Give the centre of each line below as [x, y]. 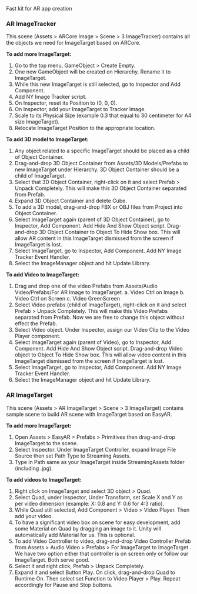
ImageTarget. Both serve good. [52, 560]
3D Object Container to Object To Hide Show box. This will [110, 232]
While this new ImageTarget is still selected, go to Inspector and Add [98, 84]
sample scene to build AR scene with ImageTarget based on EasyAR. [89, 414]
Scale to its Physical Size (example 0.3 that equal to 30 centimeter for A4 [103, 116]
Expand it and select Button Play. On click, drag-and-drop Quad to [95, 572]
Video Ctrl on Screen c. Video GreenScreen [67, 299]
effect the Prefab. [36, 323]
